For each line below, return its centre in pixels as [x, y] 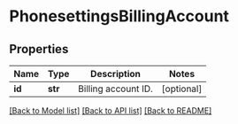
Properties [39, 49]
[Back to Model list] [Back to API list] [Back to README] [111, 111]
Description [115, 74]
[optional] [182, 89]
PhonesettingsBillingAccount [119, 16]
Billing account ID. [115, 89]
